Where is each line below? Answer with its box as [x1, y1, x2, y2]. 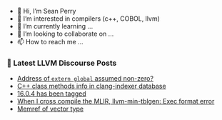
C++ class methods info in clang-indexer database [16, 82, 166, 91]
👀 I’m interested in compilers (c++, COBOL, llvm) [16, 14, 160, 23]
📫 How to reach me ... [16, 38, 84, 46]
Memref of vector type [16, 104, 84, 114]
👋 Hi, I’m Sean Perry [16, 7, 76, 15]
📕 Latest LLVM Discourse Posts [6, 58, 117, 68]
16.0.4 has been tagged [16, 89, 86, 98]
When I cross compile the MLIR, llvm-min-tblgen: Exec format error [16, 97, 215, 106]
